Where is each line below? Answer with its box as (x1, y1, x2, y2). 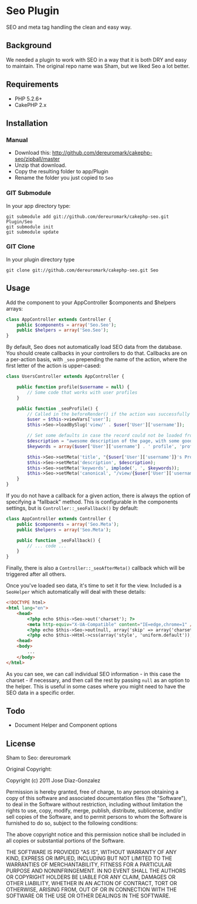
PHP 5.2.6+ (14, 95, 43, 102)
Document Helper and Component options (14, 721, 117, 729)
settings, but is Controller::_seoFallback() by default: (6, 505, 139, 512)
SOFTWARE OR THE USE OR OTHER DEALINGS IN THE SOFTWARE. (6, 892, 171, 899)
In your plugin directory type (6, 256, 75, 263)
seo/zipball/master (14, 156, 60, 163)
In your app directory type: (6, 202, 71, 209)
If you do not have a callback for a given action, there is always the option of (6, 492, 191, 499)
